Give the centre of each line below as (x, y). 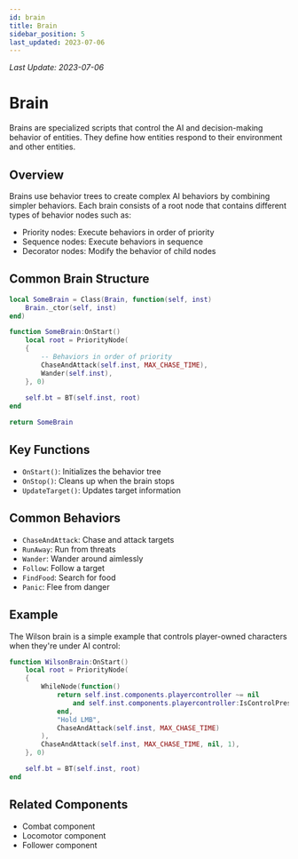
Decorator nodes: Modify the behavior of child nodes (119, 251)
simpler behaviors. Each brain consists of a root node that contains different (148, 206)
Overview (37, 175)
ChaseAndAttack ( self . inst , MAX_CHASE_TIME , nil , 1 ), (141, 744)
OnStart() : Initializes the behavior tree (91, 471)
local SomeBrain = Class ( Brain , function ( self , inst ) (111, 299)
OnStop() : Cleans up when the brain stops (98, 481)
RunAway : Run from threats (69, 549)
